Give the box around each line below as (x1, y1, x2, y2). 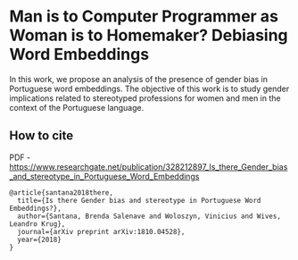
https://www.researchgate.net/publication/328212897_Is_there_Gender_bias (9, 161, 288, 172)
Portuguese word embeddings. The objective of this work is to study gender (9, 83, 290, 94)
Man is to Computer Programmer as (9, 6, 279, 27)
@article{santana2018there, (9, 188, 114, 197)
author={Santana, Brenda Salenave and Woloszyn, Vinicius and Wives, (17, 212, 281, 221)
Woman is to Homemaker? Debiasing (9, 25, 288, 46)
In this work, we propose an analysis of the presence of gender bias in (9, 73, 269, 84)
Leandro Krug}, (9, 219, 66, 229)
